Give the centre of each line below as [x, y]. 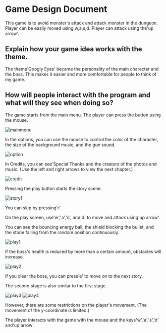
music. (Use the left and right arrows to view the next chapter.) [69, 169]
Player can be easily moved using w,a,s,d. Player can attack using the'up [79, 28]
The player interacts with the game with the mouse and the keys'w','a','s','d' [82, 320]
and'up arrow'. [20, 325]
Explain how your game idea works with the [74, 49]
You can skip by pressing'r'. [33, 208]
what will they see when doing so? [59, 103]
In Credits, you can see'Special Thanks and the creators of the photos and [81, 164]
